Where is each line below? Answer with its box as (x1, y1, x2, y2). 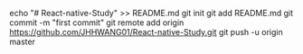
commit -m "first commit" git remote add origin (9, 17, 185, 28)
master (9, 36, 36, 47)
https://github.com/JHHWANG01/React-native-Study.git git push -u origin (9, 27, 283, 37)
